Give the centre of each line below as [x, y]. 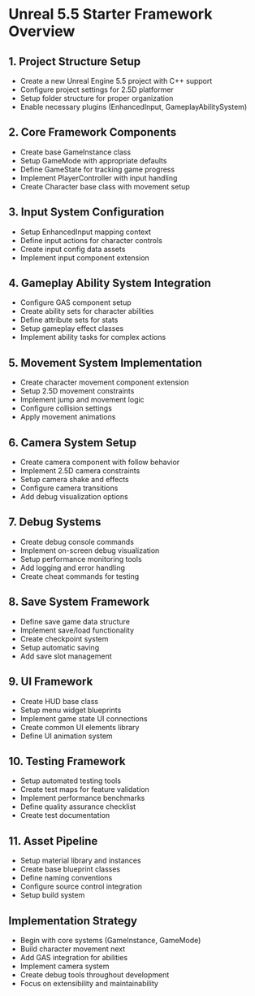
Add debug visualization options [74, 497]
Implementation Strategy [73, 921]
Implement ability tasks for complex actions [93, 337]
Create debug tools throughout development [95, 974]
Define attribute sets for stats [69, 320]
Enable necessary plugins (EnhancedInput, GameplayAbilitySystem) [134, 107]
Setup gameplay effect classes [72, 328]
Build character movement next [73, 949]
